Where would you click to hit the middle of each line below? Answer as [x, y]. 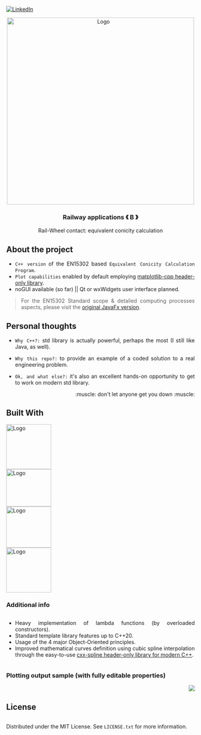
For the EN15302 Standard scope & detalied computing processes [108, 301]
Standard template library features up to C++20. [74, 636]
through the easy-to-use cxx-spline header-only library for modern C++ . [104, 655]
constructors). [32, 629]
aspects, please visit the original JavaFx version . [81, 307]
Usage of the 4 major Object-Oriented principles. [75, 642]
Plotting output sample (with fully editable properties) [86, 675]
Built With [25, 413]
